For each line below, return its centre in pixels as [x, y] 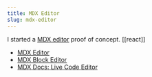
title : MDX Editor [33, 13]
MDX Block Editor [42, 59]
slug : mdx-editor [32, 20]
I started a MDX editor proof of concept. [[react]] [76, 39]
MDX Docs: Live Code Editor [57, 67]
